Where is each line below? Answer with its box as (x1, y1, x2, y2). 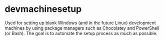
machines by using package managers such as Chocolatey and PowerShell (4, 25, 159, 31)
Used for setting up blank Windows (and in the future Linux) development (4, 20, 156, 26)
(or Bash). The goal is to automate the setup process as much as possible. (4, 30, 158, 36)
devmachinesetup (4, 3, 82, 15)
